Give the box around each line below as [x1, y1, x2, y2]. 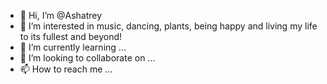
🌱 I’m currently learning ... [19, 41, 127, 53]
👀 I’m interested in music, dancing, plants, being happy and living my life [19, 20, 318, 32]
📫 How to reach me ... [19, 63, 113, 75]
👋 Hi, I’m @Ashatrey [19, 10, 103, 21]
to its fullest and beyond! [19, 31, 123, 42]
